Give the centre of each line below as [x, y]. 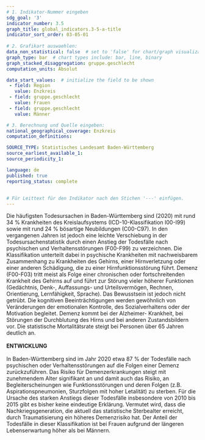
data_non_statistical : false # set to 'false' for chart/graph [90, 52]
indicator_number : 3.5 [35, 23]
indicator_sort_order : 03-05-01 [47, 35]
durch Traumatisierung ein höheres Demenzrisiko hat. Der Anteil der [92, 417]
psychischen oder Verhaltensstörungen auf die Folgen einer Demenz [93, 365]
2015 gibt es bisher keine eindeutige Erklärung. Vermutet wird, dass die [96, 404]
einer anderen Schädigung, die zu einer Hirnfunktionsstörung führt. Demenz [102, 268]
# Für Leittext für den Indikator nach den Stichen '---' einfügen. [95, 199]
